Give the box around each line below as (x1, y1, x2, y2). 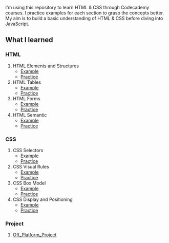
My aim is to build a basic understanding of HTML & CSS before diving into (5, 15, 163, 21)
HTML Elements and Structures (12, 63, 79, 69)
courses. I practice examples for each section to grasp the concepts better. (5, 10, 164, 16)
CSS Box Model (12, 180, 46, 186)
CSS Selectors (12, 147, 44, 153)
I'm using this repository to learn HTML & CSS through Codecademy (5, 5, 150, 10)
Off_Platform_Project (12, 232, 57, 238)
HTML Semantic (12, 111, 47, 118)
